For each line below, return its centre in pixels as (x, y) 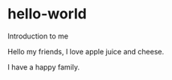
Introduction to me (38, 36)
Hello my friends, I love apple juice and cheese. (86, 51)
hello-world (47, 14)
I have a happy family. (44, 67)
